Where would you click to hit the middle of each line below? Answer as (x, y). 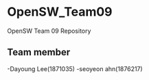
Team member (39, 52)
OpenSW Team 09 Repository (49, 31)
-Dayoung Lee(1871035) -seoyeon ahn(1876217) (75, 68)
